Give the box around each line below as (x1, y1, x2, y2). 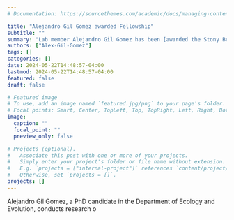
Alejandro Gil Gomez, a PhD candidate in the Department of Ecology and (7, 197, 215, 205)
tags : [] (7, 49, 33, 56)
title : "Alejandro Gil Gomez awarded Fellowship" (7, 22, 155, 30)
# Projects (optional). (7, 145, 77, 152)
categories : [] (7, 55, 52, 63)
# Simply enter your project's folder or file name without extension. (7, 159, 226, 166)
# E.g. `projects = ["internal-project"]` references (7, 165, 173, 172)
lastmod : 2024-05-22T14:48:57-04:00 (7, 68, 114, 75)
